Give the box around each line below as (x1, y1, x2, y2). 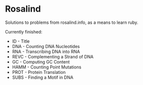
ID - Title (12, 38, 30, 44)
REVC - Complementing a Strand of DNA (12, 53, 94, 59)
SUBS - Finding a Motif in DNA (12, 74, 74, 80)
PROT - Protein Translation (12, 69, 66, 75)
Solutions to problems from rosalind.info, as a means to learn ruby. (5, 19, 139, 25)
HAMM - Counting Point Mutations (12, 64, 82, 70)
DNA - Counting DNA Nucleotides (12, 43, 80, 49)
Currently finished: (5, 29, 42, 34)
